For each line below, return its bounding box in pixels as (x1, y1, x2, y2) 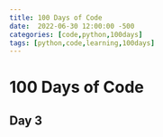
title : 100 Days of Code (9, 13, 103, 23)
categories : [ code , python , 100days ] (9, 30, 143, 39)
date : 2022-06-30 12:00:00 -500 (9, 22, 135, 31)
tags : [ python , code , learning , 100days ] (9, 38, 155, 48)
